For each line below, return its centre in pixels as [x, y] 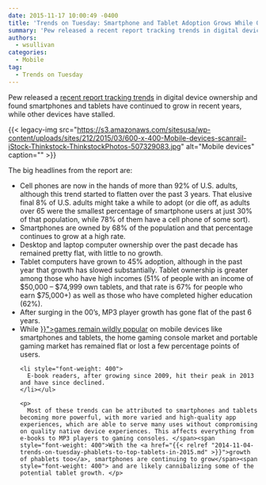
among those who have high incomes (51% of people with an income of [137, 278]
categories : [28, 52]
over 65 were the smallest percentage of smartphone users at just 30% [136, 210]
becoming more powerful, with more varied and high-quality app [128, 418]
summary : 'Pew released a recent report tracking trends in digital [123, 30]
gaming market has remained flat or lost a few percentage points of [129, 345]
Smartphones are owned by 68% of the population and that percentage [136, 228]
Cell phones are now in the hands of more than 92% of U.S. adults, [129, 185]
